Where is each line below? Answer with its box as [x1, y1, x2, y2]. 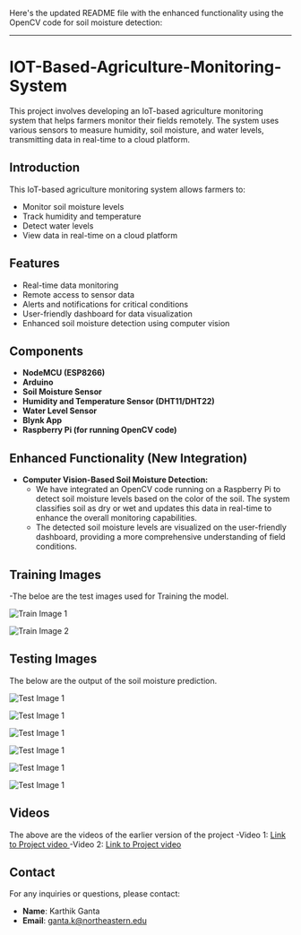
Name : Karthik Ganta [21, 905, 100, 917]
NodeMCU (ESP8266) [21, 368, 106, 378]
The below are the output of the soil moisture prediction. [9, 675, 218, 686]
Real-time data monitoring [21, 280, 119, 290]
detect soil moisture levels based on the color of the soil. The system [35, 493, 290, 505]
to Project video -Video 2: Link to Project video [9, 838, 182, 850]
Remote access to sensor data [21, 289, 135, 299]
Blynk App [21, 415, 63, 426]
